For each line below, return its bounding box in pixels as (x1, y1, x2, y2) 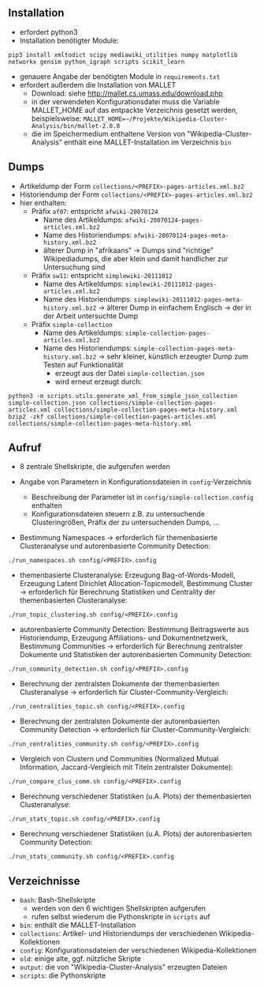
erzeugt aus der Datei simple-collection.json (54, 368, 205, 378)
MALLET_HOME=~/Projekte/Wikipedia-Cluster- (83, 115, 229, 123)
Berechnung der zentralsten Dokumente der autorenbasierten (19, 716, 221, 726)
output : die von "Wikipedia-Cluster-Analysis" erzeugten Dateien (19, 963, 228, 972)
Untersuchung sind (43, 262, 106, 272)
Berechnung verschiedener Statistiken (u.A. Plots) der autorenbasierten (19, 829, 252, 839)
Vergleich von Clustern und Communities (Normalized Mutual (19, 754, 219, 764)
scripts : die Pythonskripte (19, 971, 106, 980)
